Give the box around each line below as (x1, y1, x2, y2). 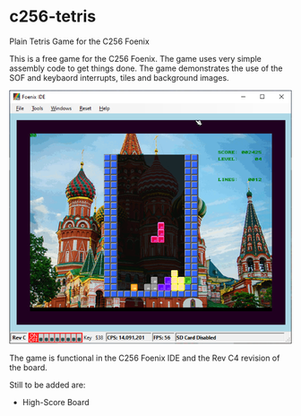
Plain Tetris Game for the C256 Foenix (9, 36, 150, 47)
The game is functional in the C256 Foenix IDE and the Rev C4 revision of (9, 352, 280, 364)
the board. (9, 362, 47, 373)
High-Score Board (21, 397, 90, 408)
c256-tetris (9, 6, 97, 27)
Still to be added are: (9, 379, 86, 391)
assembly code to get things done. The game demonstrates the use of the (9, 63, 283, 74)
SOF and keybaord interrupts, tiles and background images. (9, 72, 230, 82)
